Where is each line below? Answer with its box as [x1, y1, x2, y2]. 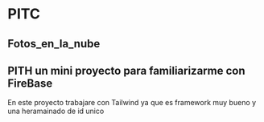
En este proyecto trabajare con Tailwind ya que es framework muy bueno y [7, 98, 257, 108]
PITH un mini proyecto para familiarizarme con [7, 63, 245, 77]
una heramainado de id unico [7, 106, 105, 116]
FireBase [7, 76, 53, 90]
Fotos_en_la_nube [7, 37, 101, 51]
